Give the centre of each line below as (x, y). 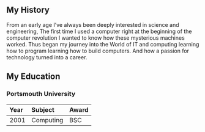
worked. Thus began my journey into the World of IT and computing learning (103, 44)
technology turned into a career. (47, 57)
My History (28, 10)
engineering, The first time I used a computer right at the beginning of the (99, 31)
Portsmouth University (41, 94)
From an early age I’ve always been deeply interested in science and (93, 24)
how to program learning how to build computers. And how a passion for (98, 51)
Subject (43, 109)
